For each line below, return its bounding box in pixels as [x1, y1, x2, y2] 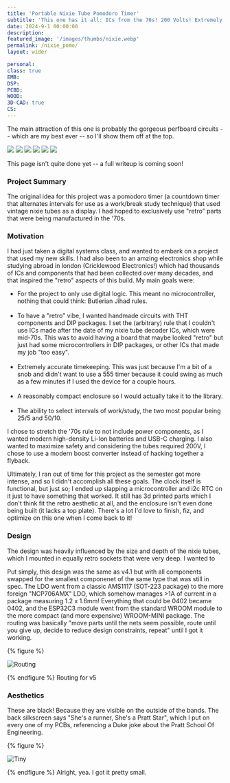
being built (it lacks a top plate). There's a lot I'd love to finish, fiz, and [7, 507, 205, 515]
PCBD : [7, 87, 23, 94]
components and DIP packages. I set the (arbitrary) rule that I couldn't [16, 319, 216, 327]
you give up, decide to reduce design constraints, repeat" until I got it [7, 626, 203, 634]
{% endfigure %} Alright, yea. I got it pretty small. [7, 769, 147, 777]
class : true [7, 67, 41, 74]
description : [7, 29, 45, 36]
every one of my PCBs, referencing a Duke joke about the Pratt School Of [7, 721, 215, 729]
